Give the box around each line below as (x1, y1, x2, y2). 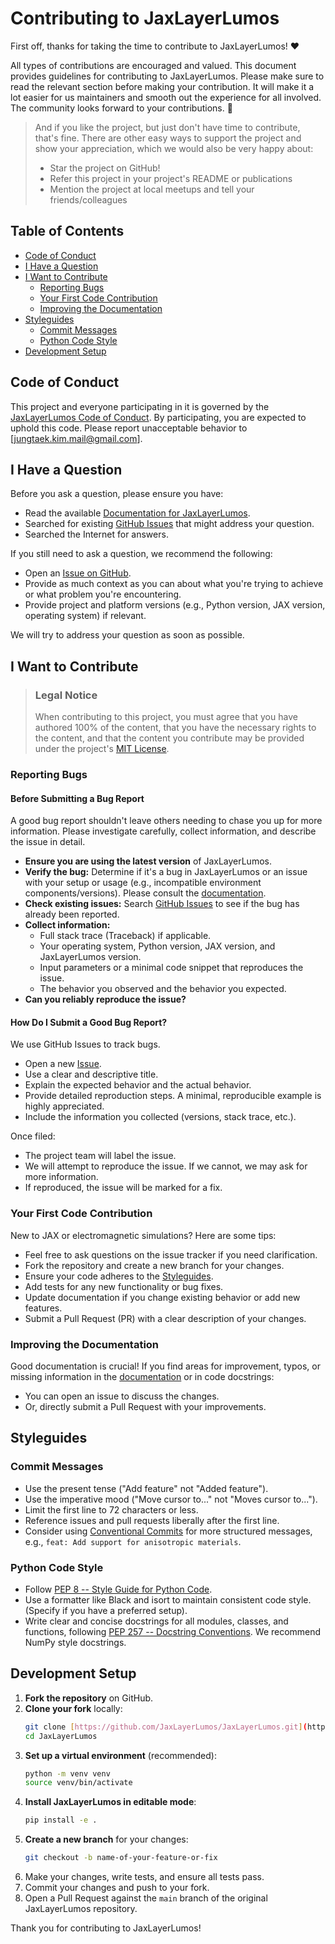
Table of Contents (10, 223, 125, 240)
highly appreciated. (24, 1100, 105, 1112)
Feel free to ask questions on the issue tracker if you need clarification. (24, 1248, 318, 1261)
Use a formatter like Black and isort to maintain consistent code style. (24, 1593, 312, 1606)
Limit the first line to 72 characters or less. (24, 1503, 199, 1516)
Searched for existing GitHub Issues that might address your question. (24, 518, 315, 530)
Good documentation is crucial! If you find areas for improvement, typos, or (10, 1360, 321, 1372)
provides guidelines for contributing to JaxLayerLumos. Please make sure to (10, 70, 325, 82)
